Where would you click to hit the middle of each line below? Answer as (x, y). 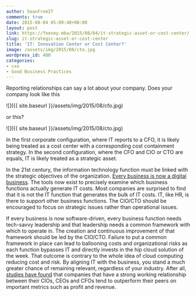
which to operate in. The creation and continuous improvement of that (90, 231)
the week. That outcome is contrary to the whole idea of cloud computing (94, 256)
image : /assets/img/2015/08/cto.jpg (51, 50)
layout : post (22, 28)
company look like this (33, 94)
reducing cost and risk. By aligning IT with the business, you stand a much (96, 262)
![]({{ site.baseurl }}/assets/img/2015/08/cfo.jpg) (65, 106)
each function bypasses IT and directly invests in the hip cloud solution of (95, 250)
